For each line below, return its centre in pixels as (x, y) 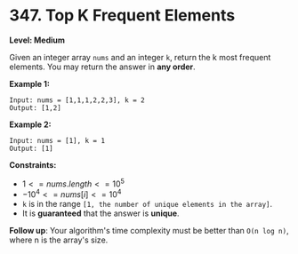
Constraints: (33, 164)
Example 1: (30, 83)
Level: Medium (37, 40)
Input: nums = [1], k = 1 (57, 140)
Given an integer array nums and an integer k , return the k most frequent (140, 57)
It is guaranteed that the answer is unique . (101, 213)
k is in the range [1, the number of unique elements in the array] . (147, 204)
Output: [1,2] (36, 107)
